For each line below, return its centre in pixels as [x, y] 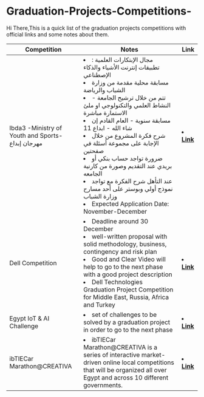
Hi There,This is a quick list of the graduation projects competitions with [96, 28]
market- [153, 355]
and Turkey [99, 305]
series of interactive [111, 355]
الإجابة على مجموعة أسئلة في [121, 143]
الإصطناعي [97, 75]
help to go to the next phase [123, 266]
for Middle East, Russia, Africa [126, 297]
